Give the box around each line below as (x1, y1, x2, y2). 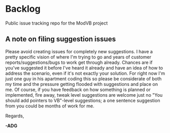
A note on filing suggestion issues (5, 35, 116, 43)
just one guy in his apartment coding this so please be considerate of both (5, 75, 162, 82)
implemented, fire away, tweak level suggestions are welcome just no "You (5, 92, 163, 98)
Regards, (5, 113, 25, 119)
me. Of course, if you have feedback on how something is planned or (5, 86, 151, 93)
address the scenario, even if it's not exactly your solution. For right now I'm (5, 70, 165, 76)
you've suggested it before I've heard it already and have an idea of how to (5, 64, 163, 71)
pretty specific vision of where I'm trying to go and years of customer (5, 54, 152, 60)
